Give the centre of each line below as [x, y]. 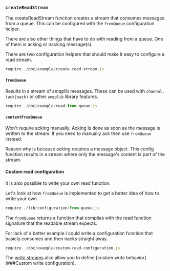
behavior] [136, 258]
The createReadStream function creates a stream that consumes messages [85, 18]
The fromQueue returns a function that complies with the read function [79, 218]
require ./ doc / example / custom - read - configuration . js [63, 248]
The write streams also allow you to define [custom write [65, 258]
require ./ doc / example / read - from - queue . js [51, 106]
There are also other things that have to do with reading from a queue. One [84, 39]
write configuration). [55, 263]
